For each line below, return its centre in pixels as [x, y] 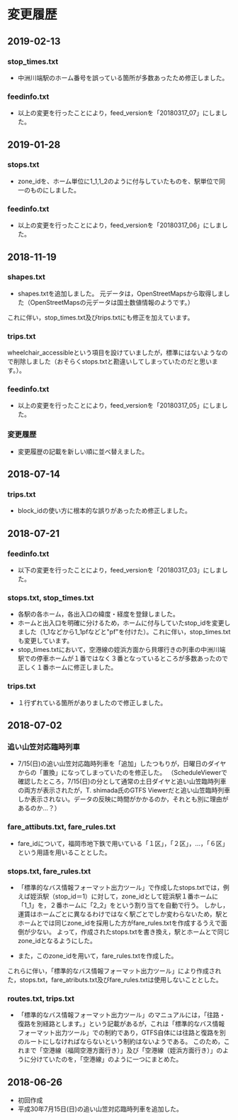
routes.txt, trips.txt [41, 999]
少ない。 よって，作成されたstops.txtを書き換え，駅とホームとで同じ [130, 932]
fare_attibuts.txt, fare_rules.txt [62, 827]
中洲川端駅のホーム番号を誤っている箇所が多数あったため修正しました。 [123, 77]
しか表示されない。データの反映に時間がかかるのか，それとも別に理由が [123, 799]
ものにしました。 [55, 190]
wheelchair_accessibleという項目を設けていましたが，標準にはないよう [112, 353]
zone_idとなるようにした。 [57, 940]
